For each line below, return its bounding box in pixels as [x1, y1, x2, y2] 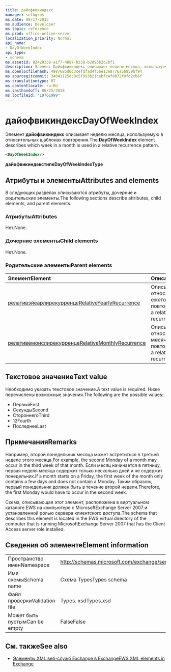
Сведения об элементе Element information [5, 541, 149, 549]
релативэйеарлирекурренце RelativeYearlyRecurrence [8, 299, 140, 306]
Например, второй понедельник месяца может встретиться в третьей [5, 451, 159, 457]
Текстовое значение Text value [5, 373, 107, 381]
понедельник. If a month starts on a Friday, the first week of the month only [5, 473, 163, 479]
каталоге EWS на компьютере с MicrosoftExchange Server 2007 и [5, 505, 148, 511]
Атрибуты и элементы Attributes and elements [5, 176, 159, 185]
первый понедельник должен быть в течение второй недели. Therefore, [5, 484, 161, 490]
